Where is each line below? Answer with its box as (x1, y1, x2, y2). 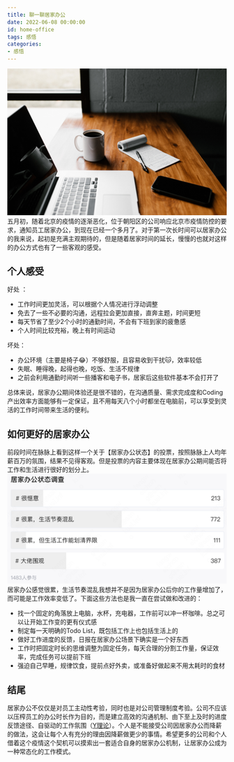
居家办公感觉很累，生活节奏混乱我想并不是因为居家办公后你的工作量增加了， (7, 585, 227, 594)
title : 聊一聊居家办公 (7, 11, 66, 18)
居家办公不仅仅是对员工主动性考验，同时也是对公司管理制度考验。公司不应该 (7, 704, 227, 712)
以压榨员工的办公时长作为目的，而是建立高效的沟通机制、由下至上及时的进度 (7, 712, 227, 721)
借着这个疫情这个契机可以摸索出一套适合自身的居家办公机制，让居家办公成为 (7, 739, 227, 747)
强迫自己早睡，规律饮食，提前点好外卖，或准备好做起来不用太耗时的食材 (17, 661, 225, 670)
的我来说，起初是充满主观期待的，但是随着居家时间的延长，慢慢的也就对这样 (7, 234, 227, 242)
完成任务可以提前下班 (29, 653, 91, 661)
